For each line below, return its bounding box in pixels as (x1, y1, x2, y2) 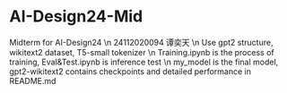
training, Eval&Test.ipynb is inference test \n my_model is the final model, (9, 56, 279, 67)
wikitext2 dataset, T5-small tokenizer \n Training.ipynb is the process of (9, 46, 275, 57)
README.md (9, 75, 57, 86)
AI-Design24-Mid (9, 6, 143, 27)
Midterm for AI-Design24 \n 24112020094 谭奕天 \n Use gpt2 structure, (9, 37, 274, 47)
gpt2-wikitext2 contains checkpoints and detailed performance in (9, 65, 251, 77)
